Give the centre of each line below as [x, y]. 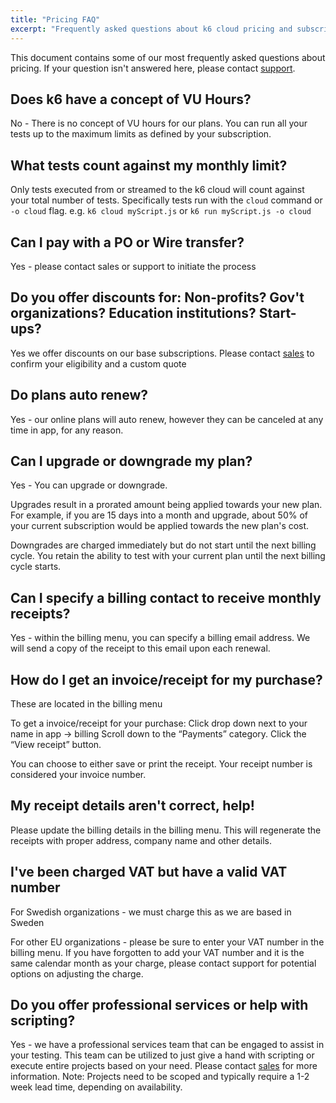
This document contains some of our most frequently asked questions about [168, 57]
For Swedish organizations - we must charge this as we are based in [151, 912]
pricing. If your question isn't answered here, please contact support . [153, 68]
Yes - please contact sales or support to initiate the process [133, 266]
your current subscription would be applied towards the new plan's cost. [160, 526]
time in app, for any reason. [67, 430]
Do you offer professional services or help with [159, 1005]
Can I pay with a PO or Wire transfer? [127, 242]
